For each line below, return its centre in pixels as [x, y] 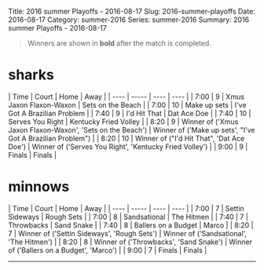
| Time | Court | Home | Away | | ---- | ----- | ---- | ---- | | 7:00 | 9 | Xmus [126, 97]
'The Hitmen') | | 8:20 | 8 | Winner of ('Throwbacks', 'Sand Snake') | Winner [130, 242]
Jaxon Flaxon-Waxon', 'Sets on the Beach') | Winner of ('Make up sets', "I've [132, 130]
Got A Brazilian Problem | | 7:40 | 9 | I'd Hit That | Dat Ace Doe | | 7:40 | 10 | [130, 113]
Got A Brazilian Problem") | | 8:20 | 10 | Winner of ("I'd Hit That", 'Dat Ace [126, 138]
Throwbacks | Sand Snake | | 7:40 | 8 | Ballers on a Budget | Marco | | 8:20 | [131, 225]
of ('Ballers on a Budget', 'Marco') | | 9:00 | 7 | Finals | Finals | [108, 250]
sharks [31, 75]
